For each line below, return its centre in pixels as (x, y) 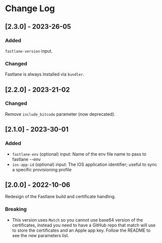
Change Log (30, 9)
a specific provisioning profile (42, 169)
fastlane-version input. (29, 51)
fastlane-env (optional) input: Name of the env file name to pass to (79, 154)
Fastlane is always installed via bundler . (45, 74)
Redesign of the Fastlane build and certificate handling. (60, 197)
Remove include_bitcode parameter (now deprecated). (60, 114)
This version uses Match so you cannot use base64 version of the (78, 220)
